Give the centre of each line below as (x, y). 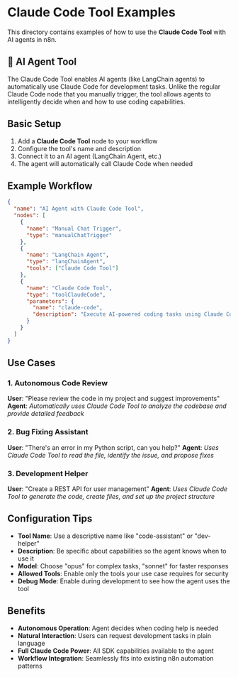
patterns (30, 666)
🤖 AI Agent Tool (42, 62)
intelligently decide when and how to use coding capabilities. (96, 101)
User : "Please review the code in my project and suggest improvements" (114, 399)
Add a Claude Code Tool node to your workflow (87, 141)
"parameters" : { (50, 301)
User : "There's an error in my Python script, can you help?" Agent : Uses (113, 447)
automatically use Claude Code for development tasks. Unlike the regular (114, 87)
